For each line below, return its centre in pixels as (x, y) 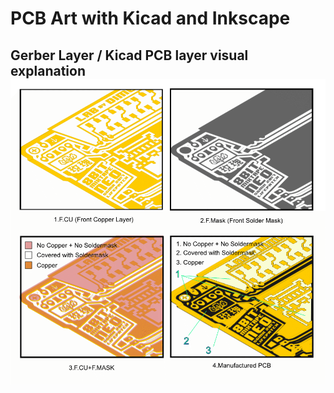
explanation (48, 70)
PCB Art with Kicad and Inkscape (150, 18)
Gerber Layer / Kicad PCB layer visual (129, 55)
